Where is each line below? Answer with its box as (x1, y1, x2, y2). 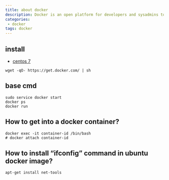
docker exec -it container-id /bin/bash (5, 131, 92, 136)
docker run (5, 104, 28, 109)
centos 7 (12, 58, 31, 64)
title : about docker (5, 7, 49, 13)
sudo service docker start (5, 95, 62, 100)
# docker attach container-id (5, 135, 69, 140)
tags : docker (5, 26, 33, 31)
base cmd (5, 82, 37, 90)
